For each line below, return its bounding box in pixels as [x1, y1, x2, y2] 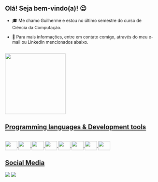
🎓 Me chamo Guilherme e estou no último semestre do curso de [12, 17, 142, 23]
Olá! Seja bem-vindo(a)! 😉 [5, 4, 87, 13]
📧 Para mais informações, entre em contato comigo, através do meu [12, 34, 148, 40]
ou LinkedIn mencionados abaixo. [21, 39, 88, 45]
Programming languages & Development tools [5, 123, 146, 131]
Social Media [5, 159, 45, 167]
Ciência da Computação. [12, 24, 62, 30]
